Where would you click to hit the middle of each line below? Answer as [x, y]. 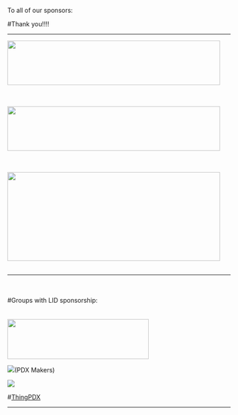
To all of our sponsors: [40, 10]
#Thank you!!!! [28, 24]
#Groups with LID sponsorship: [52, 300]
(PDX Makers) [35, 370]
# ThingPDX [24, 397]
